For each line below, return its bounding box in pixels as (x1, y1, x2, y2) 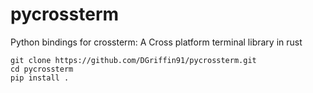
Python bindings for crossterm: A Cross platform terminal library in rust (10, 36, 303, 48)
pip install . (10, 73, 70, 83)
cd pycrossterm (10, 64, 74, 74)
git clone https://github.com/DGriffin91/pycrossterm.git (10, 55, 257, 65)
